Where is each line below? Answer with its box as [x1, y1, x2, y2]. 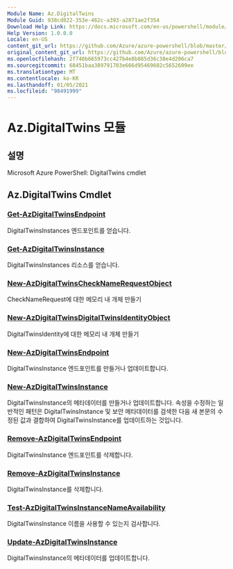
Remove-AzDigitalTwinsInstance [7, 468, 121, 478]
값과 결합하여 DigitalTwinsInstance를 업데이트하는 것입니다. [19, 416, 183, 424]
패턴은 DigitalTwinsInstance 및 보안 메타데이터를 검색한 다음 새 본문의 [25, 408, 216, 416]
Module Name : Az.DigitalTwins [7, 10, 95, 17]
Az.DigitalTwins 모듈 [7, 120, 126, 136]
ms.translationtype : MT [7, 68, 76, 75]
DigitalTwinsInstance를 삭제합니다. [7, 485, 104, 493]
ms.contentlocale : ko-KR [7, 74, 79, 82]
